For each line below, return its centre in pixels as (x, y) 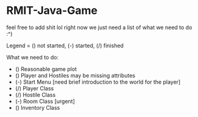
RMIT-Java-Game (52, 11)
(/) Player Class (34, 88)
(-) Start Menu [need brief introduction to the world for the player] (98, 82)
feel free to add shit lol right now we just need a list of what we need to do (99, 27)
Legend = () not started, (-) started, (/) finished (65, 45)
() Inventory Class (37, 107)
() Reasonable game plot (46, 69)
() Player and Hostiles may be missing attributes (75, 75)
